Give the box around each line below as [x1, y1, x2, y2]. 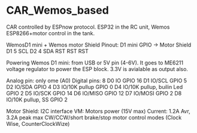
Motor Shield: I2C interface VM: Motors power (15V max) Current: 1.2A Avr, [6, 107, 190, 115]
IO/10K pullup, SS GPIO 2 [6, 96, 68, 103]
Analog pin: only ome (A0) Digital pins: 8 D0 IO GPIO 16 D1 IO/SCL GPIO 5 [6, 77, 187, 84]
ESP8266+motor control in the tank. [6, 29, 95, 36]
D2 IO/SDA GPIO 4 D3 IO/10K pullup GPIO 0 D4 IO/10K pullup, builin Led [6, 83, 183, 90]
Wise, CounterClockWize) [6, 120, 70, 127]
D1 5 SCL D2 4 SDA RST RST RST [6, 47, 89, 54]
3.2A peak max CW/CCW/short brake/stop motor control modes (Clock [6, 114, 182, 121]
